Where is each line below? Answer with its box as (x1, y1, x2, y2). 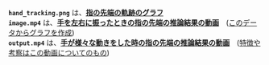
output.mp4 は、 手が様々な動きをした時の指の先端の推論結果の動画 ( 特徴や (8, 38, 261, 47)
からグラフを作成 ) (14, 28, 75, 37)
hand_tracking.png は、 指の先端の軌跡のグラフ (8, 8, 163, 17)
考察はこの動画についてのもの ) (8, 48, 110, 57)
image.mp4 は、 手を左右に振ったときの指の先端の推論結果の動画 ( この (8, 18, 243, 27)
